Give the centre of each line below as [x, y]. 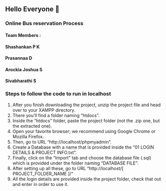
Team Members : [23, 35]
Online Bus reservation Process [44, 23]
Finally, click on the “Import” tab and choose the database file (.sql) [82, 158]
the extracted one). [32, 126]
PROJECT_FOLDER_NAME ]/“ [43, 174]
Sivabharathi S [21, 81]
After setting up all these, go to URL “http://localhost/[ [68, 168]
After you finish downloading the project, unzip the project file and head [86, 105]
